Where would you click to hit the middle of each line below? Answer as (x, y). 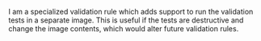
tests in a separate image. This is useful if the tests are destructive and (126, 20)
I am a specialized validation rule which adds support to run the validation (131, 12)
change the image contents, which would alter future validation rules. (124, 29)
